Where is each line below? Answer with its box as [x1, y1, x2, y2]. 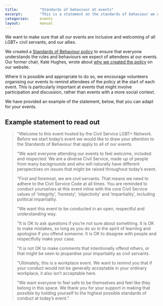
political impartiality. [16, 196, 57, 202]
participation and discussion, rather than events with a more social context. [5, 89, 155, 95]
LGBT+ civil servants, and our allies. [5, 39, 77, 45]
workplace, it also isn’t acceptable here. [16, 270, 97, 276]
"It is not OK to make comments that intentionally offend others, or [16, 246, 149, 251]
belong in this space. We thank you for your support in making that [16, 285, 150, 291]
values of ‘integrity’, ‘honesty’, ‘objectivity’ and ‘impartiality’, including [16, 191, 155, 197]
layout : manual [5, 20, 53, 26]
